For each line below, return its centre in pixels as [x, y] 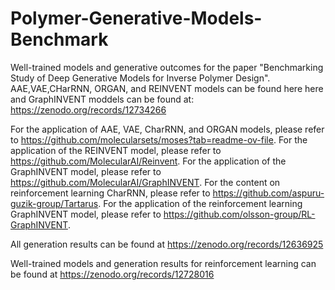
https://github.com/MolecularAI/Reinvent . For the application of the [148, 161]
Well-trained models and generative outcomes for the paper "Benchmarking [167, 67]
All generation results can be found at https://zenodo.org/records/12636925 [167, 244]
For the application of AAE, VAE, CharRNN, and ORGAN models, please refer [167, 129]
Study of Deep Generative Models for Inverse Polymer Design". [140, 78]
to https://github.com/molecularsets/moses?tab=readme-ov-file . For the [159, 139]
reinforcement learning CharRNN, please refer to [110, 193]
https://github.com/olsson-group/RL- [239, 214]
